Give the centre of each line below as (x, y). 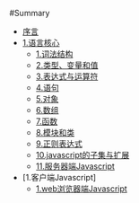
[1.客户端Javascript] (59, 177)
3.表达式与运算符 (67, 76)
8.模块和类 (55, 132)
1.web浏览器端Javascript (81, 189)
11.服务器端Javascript (75, 166)
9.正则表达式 (59, 144)
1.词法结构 (54, 54)
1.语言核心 (41, 43)
